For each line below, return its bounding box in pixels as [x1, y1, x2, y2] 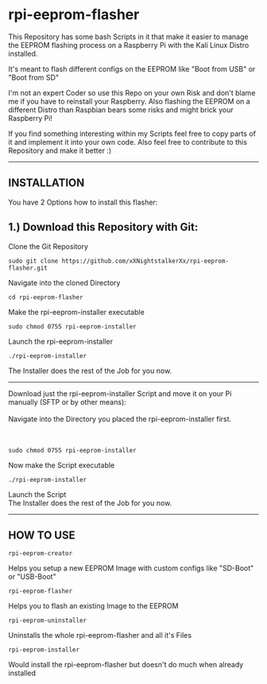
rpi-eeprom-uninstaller [8, 616, 87, 625]
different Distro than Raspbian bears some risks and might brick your [8, 105, 234, 115]
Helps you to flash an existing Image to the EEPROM [8, 601, 179, 611]
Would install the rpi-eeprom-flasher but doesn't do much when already [8, 660, 244, 670]
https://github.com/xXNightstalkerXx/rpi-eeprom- [61, 257, 229, 265]
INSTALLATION [8, 177, 85, 190]
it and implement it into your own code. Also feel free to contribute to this [8, 137, 248, 146]
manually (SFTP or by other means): [8, 397, 127, 406]
